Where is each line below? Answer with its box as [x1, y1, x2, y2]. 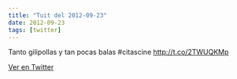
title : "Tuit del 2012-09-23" [8, 11, 108, 20]
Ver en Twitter [8, 63, 54, 72]
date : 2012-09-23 [8, 19, 65, 27]
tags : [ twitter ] [8, 26, 61, 34]
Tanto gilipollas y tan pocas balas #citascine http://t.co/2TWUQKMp [8, 48, 229, 57]
